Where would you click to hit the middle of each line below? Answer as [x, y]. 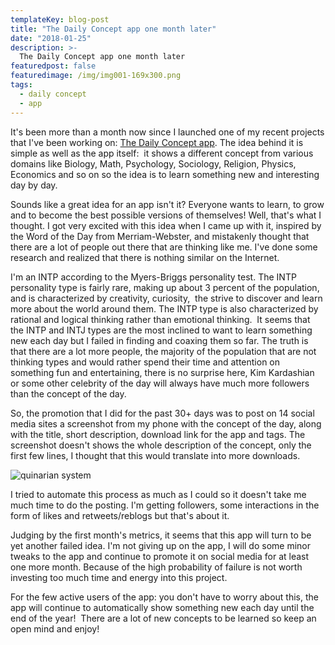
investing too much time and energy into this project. [119, 577]
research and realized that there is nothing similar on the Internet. [145, 257]
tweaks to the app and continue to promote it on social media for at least [160, 556]
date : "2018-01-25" [51, 38]
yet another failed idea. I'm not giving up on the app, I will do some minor [161, 545]
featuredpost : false [53, 66]
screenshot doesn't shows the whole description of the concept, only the [161, 445]
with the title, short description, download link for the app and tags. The [158, 434]
